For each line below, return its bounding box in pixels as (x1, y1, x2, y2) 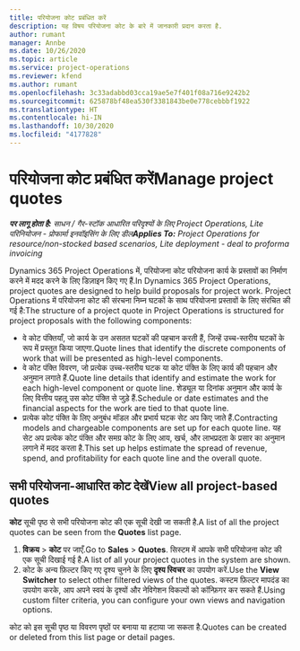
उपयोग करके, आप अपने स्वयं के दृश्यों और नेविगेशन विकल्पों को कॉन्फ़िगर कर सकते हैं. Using (21, 585, 286, 595)
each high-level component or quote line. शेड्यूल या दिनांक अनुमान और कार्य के (21, 383, 283, 393)
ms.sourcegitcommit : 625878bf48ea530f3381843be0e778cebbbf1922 (9, 96, 251, 106)
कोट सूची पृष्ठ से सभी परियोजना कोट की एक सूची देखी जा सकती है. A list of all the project (9, 516, 279, 527)
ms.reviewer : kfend (9, 72, 82, 81)
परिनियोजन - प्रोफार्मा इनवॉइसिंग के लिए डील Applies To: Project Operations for (9, 228, 260, 239)
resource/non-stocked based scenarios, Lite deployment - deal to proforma (9, 238, 289, 249)
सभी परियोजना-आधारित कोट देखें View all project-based (9, 479, 278, 494)
